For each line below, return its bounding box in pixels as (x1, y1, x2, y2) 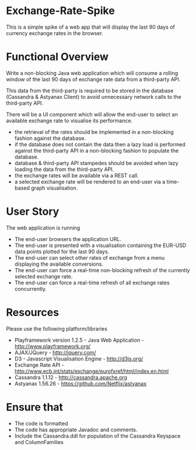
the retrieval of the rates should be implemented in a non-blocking (14, 128, 174, 135)
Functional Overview (6, 50, 109, 64)
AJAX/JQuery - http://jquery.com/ (14, 349, 96, 356)
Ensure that (6, 400, 63, 414)
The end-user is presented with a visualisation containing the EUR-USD (14, 242, 187, 249)
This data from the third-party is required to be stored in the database (6, 87, 174, 94)
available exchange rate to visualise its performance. (6, 117, 133, 124)
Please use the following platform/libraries (6, 325, 108, 332)
